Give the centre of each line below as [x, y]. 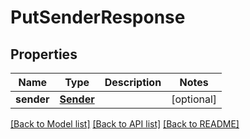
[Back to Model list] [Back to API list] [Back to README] [125, 124]
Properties [44, 54]
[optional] [194, 99]
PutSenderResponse [98, 17]
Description [133, 82]
